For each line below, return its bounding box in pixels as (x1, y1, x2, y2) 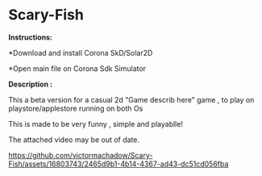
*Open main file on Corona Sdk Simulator (8, 63, 147, 73)
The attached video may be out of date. (8, 135, 139, 145)
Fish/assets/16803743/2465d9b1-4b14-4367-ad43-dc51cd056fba (8, 159, 229, 169)
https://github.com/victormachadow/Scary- (8, 150, 153, 160)
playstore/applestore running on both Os (8, 103, 143, 113)
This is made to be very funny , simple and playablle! (8, 119, 184, 128)
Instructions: (8, 32, 53, 42)
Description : (8, 79, 53, 89)
